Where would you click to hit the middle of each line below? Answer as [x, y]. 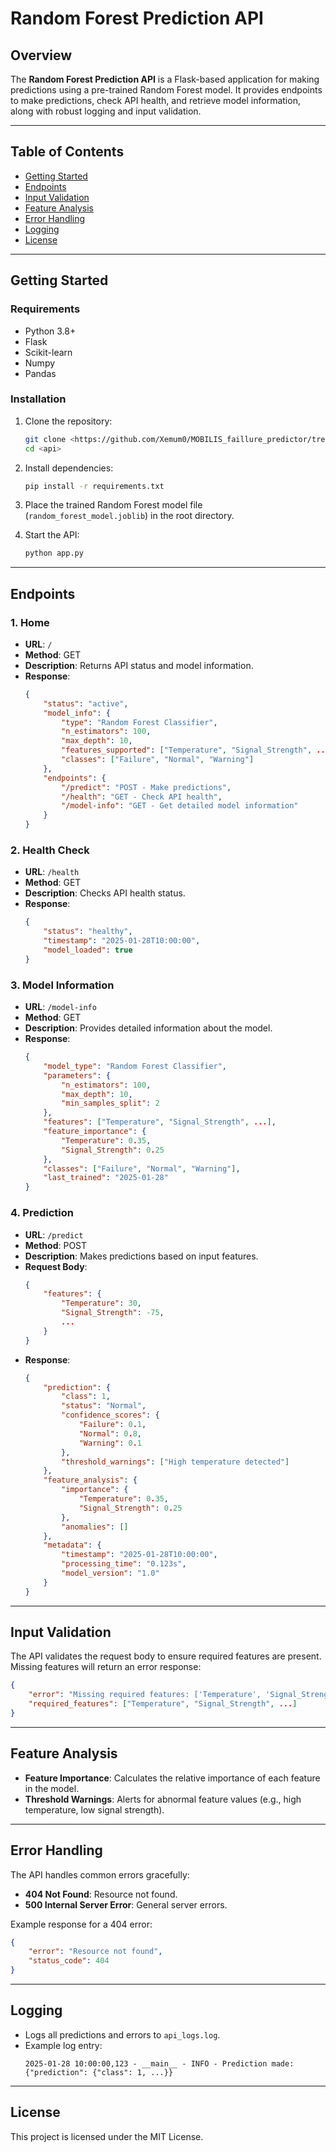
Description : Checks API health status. [105, 893]
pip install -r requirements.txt [94, 486]
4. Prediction [42, 1213]
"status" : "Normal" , [104, 1406]
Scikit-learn [48, 352]
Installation [38, 399]
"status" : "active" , [86, 703]
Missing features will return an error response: [106, 1667]
